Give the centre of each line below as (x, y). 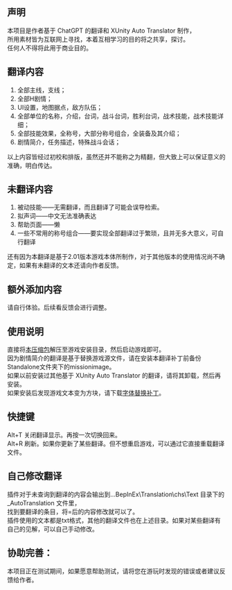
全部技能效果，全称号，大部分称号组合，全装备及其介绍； (99, 133)
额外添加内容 (35, 289)
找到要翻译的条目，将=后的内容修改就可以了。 (73, 512)
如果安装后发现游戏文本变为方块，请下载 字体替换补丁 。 (86, 393)
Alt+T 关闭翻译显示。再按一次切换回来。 (64, 435)
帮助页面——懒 (38, 225)
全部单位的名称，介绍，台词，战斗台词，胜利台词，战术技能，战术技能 (117, 116)
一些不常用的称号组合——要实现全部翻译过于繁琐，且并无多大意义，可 (117, 233)
